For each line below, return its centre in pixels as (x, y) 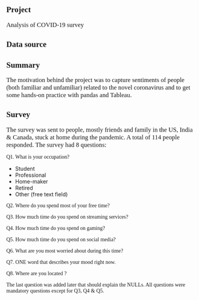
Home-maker (31, 181)
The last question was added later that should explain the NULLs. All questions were (96, 285)
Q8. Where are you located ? (36, 273)
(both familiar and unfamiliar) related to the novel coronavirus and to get (98, 88)
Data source (27, 44)
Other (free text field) (41, 194)
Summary (23, 65)
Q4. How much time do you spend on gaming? (56, 228)
